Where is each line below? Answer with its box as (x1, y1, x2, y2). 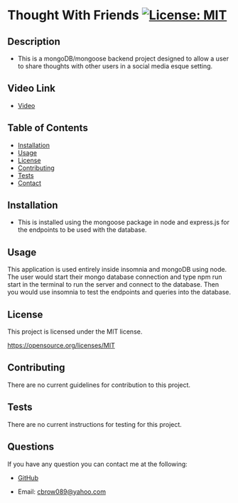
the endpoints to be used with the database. (17, 226, 147, 234)
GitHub (17, 473, 39, 482)
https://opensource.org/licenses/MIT (7, 341, 115, 350)
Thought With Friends (7, 7, 140, 23)
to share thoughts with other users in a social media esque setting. (17, 62, 213, 70)
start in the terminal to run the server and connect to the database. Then (7, 280, 219, 289)
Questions (7, 441, 55, 453)
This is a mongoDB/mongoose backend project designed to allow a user (17, 54, 229, 63)
